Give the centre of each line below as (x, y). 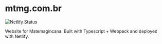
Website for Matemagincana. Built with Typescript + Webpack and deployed (81, 31)
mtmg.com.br (34, 8)
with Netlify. (17, 36)
